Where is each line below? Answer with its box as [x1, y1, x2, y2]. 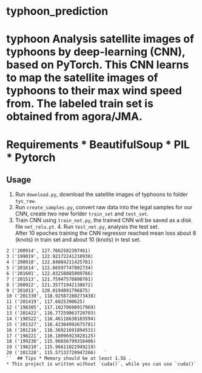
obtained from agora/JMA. [6, 110, 143, 124]
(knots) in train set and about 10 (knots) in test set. [15, 236, 141, 243]
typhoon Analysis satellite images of [6, 32, 195, 46]
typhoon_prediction [6, 4, 109, 18]
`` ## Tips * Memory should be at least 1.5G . [6, 355, 132, 361]
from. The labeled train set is [6, 97, 153, 111]
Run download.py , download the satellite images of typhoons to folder [15, 190, 188, 198]
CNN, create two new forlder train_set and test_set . [15, 210, 149, 217]
